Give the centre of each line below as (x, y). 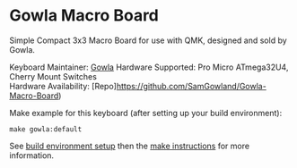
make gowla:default (46, 129)
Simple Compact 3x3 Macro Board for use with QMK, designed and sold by (148, 40)
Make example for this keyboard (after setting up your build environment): (146, 113)
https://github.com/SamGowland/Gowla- (191, 86)
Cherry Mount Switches (53, 76)
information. (32, 155)
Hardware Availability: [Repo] (63, 86)
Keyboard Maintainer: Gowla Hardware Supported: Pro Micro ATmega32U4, (149, 67)
